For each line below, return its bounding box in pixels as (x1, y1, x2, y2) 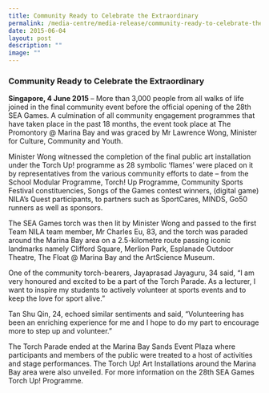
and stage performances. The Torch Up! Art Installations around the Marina (8, 359, 256, 369)
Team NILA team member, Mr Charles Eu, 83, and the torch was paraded (8, 227, 248, 237)
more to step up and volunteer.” (8, 326, 113, 336)
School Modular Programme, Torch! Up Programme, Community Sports (8, 177, 243, 187)
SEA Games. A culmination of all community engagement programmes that (8, 111, 255, 120)
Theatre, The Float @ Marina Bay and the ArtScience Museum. (8, 253, 215, 262)
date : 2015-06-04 (8, 26, 66, 34)
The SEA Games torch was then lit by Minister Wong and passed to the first (8, 218, 257, 229)
